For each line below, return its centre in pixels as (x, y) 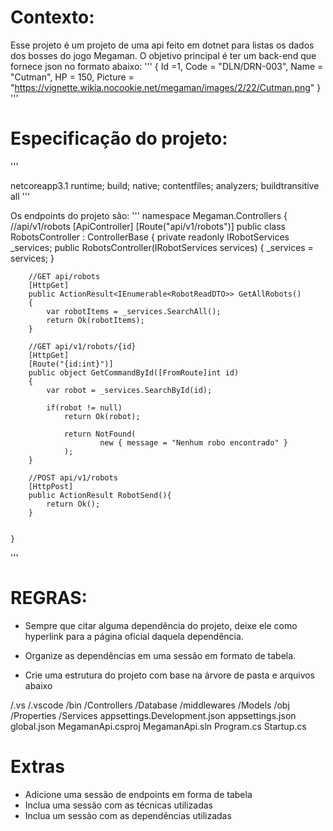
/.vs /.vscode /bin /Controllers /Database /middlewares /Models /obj (150, 705)
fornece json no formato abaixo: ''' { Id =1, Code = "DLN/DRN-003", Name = (167, 66)
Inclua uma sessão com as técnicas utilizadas (118, 805)
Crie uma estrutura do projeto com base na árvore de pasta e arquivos (170, 675)
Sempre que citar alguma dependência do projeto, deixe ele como (161, 625)
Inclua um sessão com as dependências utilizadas (128, 815)
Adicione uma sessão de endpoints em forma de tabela (138, 794)
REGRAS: (49, 598)
